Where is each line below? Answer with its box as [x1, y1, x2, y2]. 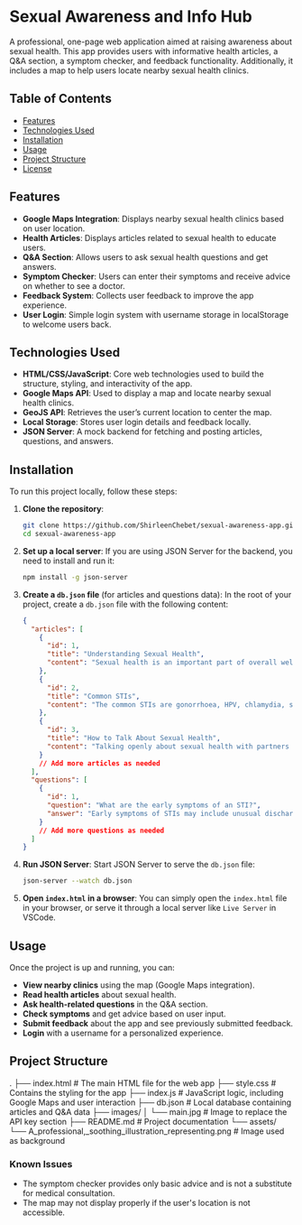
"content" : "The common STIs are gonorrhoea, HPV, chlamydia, [46, 700, 286, 710]
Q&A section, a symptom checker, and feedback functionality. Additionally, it [9, 55, 294, 66]
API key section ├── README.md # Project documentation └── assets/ [9, 1116, 277, 1127]
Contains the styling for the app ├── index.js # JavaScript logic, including [9, 1087, 284, 1098]
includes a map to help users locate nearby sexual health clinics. [9, 65, 250, 76]
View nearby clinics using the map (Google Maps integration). [22, 979, 255, 990]
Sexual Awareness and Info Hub [9, 6, 252, 27]
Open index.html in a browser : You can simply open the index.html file [22, 893, 288, 904]
